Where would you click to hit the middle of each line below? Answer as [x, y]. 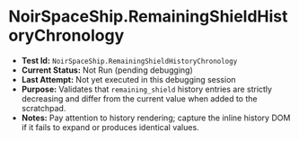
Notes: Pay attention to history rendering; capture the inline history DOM [156, 118]
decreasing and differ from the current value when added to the [139, 98]
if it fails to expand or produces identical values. [110, 127]
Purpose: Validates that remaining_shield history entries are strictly [147, 89]
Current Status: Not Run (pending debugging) [107, 70]
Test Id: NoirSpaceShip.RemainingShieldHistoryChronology [129, 60]
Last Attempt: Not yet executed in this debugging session [128, 79]
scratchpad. [44, 108]
